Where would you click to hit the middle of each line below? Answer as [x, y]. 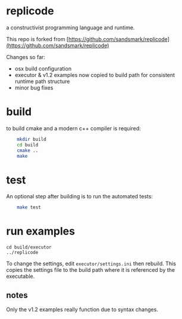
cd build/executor [29, 247]
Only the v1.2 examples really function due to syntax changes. [82, 309]
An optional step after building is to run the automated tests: [80, 197]
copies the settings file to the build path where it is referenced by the [91, 270]
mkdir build [32, 139]
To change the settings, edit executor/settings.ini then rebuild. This [91, 263]
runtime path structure [42, 81]
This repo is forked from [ [37, 39]
